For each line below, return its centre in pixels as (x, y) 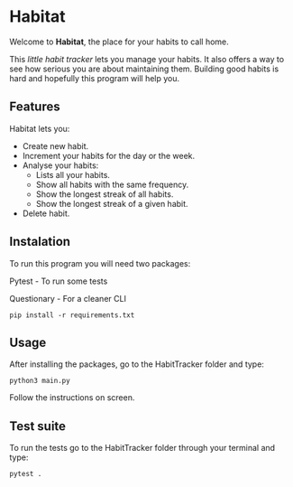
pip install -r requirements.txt (72, 315)
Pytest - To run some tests (59, 281)
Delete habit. (46, 213)
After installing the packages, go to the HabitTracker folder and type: (137, 364)
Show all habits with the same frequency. (112, 184)
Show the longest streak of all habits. (105, 194)
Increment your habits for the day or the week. (109, 155)
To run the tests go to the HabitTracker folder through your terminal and (142, 448)
